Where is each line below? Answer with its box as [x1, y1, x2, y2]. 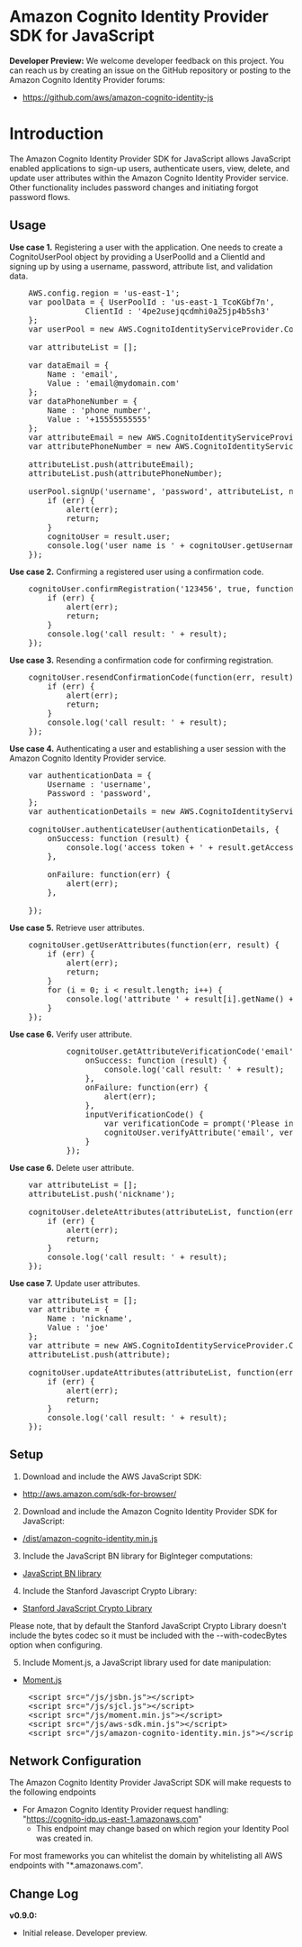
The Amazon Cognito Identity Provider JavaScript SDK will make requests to [9, 1778, 292, 1788]
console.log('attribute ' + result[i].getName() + [66, 993, 294, 1004]
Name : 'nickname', [47, 1313, 133, 1323]
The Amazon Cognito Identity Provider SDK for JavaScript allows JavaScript [9, 153, 291, 164]
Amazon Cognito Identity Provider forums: [9, 74, 165, 85]
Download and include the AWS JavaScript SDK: [22, 1471, 202, 1482]
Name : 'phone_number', [47, 405, 152, 416]
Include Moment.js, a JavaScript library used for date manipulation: [22, 1657, 271, 1668]
